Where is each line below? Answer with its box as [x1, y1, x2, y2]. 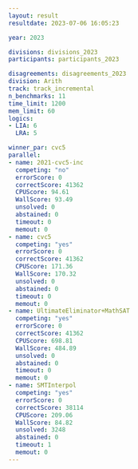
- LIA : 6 [8, 121, 37, 130]
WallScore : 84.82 [15, 419, 73, 427]
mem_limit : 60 [8, 107, 56, 115]
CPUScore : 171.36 [15, 263, 73, 271]
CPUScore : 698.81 [15, 336, 73, 344]
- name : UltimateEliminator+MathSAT [8, 307, 130, 316]
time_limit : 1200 [8, 99, 66, 108]
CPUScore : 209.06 [15, 411, 73, 419]
